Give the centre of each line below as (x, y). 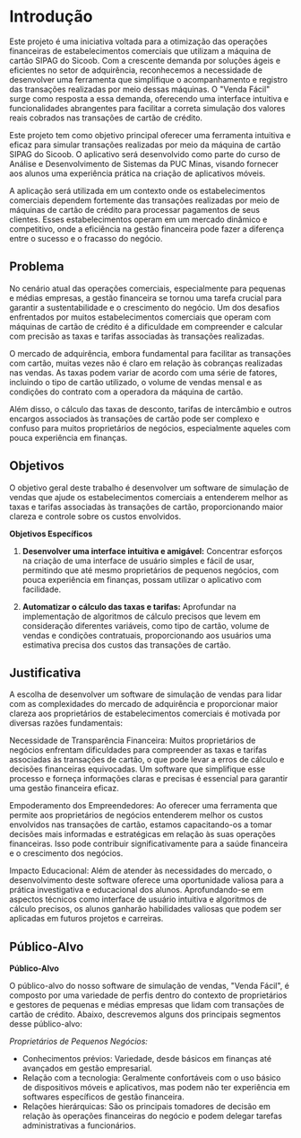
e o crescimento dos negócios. (66, 853)
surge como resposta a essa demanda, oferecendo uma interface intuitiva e (149, 98)
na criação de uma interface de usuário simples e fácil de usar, (138, 560)
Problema (37, 267)
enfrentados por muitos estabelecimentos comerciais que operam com (140, 317)
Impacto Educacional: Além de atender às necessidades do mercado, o (141, 871)
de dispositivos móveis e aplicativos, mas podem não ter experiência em (156, 1088)
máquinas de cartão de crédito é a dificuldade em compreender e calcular (146, 326)
